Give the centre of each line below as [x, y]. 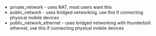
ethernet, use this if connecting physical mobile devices [67, 28]
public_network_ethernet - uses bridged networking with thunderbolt [80, 23]
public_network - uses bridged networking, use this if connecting [77, 12]
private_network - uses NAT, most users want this [61, 7]
